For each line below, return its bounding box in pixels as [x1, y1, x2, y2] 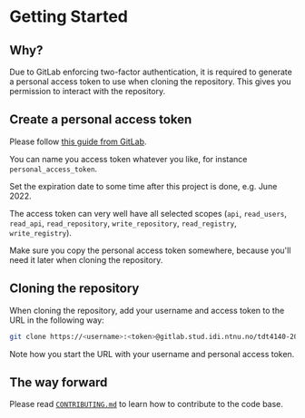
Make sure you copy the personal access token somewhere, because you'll [9, 245, 291, 256]
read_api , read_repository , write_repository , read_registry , [9, 218, 238, 228]
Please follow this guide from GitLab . [9, 136, 147, 147]
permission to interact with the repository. [9, 86, 166, 96]
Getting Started [9, 6, 129, 27]
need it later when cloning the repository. [9, 254, 163, 265]
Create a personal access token [9, 112, 192, 128]
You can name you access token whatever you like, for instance [9, 153, 248, 164]
